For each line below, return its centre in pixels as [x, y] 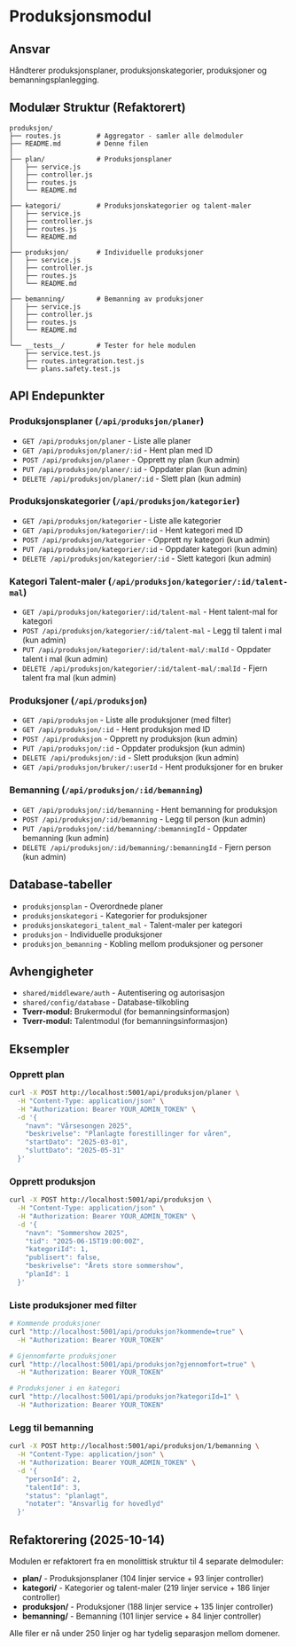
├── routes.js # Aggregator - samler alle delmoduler [126, 136]
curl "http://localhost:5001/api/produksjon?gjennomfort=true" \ [132, 1364]
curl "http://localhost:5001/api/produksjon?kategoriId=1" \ [125, 1397]
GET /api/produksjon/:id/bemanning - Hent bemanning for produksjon [149, 809]
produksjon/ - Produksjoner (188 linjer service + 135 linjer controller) [148, 1606]
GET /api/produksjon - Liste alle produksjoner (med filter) [127, 720]
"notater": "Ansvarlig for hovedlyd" [95, 1504]
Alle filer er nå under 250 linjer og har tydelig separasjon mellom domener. [145, 1633]
